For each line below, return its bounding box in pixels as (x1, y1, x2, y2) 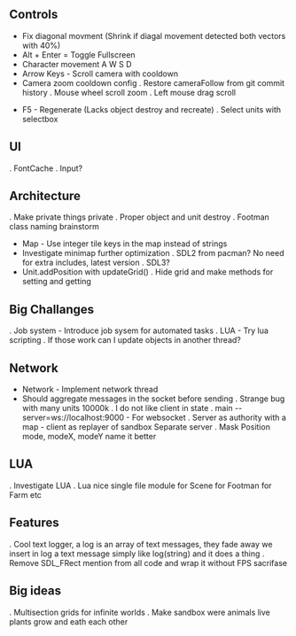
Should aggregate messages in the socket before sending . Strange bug (21, 393, 285, 404)
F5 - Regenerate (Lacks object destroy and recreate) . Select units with (21, 104, 282, 114)
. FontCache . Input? (9, 163, 82, 174)
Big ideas (9, 584, 62, 599)
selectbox (21, 113, 58, 124)
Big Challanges (9, 301, 95, 317)
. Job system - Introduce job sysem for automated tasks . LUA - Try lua (9, 325, 269, 336)
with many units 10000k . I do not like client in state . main (21, 403, 233, 414)
